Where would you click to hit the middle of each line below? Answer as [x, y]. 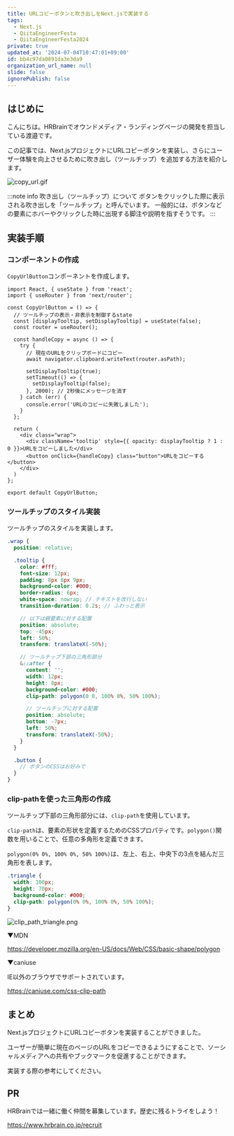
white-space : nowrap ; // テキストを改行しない [83, 599]
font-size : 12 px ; [45, 574]
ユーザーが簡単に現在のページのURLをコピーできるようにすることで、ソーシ [117, 1047]
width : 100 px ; [34, 882]
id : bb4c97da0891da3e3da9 [45, 59]
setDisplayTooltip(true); [63, 371]
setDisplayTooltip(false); [72, 384]
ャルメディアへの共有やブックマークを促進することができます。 [98, 1056]
